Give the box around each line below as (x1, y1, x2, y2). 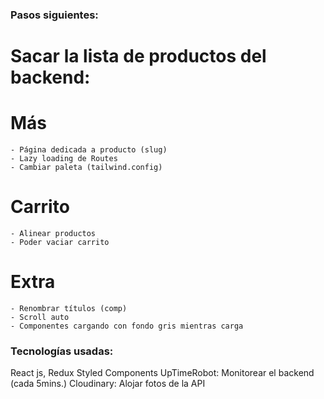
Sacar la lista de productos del (10, 45, 267, 68)
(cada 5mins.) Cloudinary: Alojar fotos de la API (10, 378, 206, 390)
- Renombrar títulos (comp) (10, 303, 128, 313)
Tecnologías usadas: (10, 344, 114, 358)
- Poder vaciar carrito (10, 237, 110, 247)
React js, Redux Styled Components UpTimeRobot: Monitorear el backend (10, 367, 315, 379)
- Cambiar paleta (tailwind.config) (10, 163, 163, 173)
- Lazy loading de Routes (10, 154, 118, 164)
